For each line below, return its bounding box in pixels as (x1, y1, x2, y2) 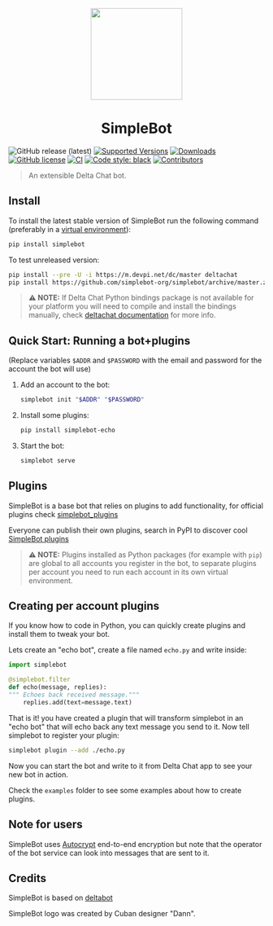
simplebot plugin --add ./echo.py (8, 746, 126, 754)
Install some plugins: (19, 410, 89, 420)
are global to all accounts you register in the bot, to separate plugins (28, 558, 258, 568)
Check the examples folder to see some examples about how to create (8, 785, 242, 795)
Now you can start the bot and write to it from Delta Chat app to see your (8, 761, 253, 770)
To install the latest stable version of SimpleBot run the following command (8, 216, 259, 226)
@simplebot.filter (8, 676, 71, 684)
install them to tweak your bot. (8, 630, 110, 639)
